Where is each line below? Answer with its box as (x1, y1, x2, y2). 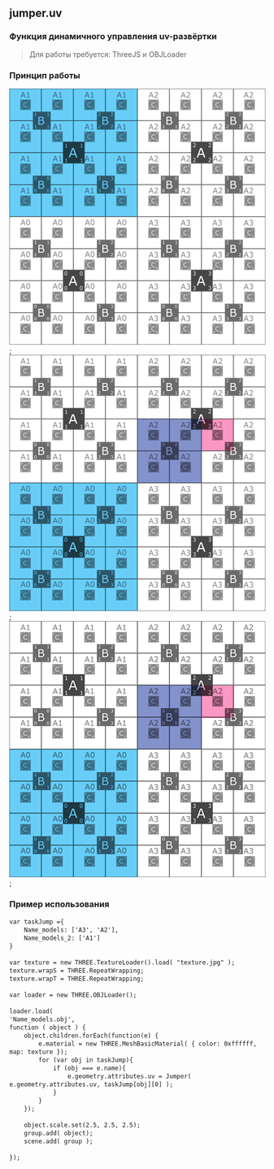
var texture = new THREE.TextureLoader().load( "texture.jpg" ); (9, 958, 235, 967)
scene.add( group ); (24, 1137, 94, 1145)
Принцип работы (9, 69, 80, 80)
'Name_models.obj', (9, 1015, 76, 1023)
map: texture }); (9, 1048, 68, 1056)
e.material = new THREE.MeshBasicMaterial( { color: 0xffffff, (38, 1040, 257, 1048)
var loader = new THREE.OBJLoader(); (9, 991, 137, 999)
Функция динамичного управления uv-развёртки (9, 31, 218, 42)
